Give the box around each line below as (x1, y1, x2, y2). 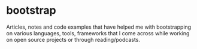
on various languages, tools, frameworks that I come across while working (6, 29, 190, 36)
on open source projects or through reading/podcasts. (6, 36, 141, 43)
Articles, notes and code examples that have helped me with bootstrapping (6, 23, 192, 30)
